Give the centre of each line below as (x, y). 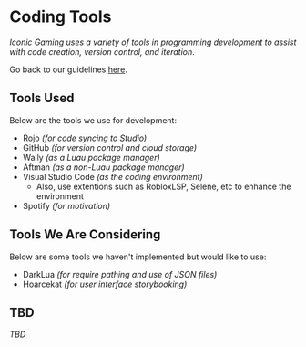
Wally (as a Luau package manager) (92, 157)
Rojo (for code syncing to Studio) (85, 138)
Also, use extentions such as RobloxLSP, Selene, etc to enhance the (163, 186)
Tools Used (42, 98)
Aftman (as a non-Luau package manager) (103, 167)
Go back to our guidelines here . (68, 69)
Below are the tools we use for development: (93, 120)
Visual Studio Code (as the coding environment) (112, 176)
